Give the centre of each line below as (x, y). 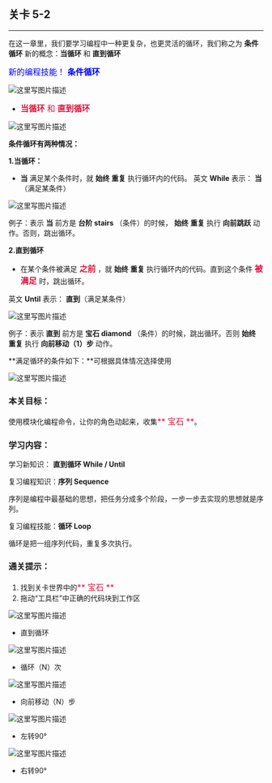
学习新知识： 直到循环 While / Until (67, 464)
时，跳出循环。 (64, 281)
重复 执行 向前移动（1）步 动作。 (63, 343)
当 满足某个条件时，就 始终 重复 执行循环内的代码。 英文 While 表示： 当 (141, 178)
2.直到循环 (26, 250)
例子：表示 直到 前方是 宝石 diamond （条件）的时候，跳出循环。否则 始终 (132, 333)
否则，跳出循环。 (51, 233)
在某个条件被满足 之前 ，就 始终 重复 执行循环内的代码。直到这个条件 (136, 269)
